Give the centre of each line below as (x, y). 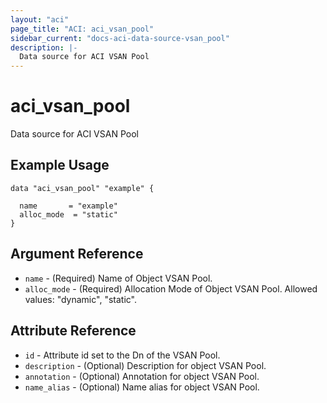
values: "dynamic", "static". (80, 299)
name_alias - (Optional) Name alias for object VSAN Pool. (142, 387)
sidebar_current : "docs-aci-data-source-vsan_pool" (120, 38)
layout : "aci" (40, 19)
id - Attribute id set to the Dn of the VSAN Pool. (122, 355)
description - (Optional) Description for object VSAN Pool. (145, 365)
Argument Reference (77, 254)
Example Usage (60, 165)
